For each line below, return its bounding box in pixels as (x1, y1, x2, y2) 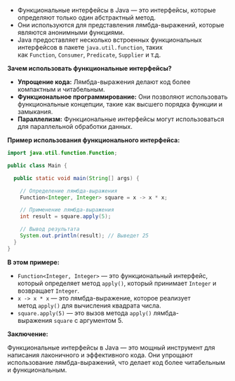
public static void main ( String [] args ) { (13, 174, 140, 181)
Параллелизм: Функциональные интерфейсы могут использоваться (17, 115, 224, 123)
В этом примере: (7, 258, 60, 266)
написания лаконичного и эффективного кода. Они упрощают (7, 350, 194, 359)
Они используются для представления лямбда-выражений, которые (17, 21, 224, 29)
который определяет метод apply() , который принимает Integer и (17, 279, 217, 287)
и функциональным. (7, 366, 67, 374)
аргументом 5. (79, 316, 123, 324)
